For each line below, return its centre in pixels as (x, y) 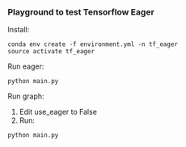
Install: (19, 30)
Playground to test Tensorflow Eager (81, 12)
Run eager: (26, 66)
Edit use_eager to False (58, 112)
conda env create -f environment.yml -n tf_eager (93, 44)
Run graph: (26, 96)
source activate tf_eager (51, 52)
